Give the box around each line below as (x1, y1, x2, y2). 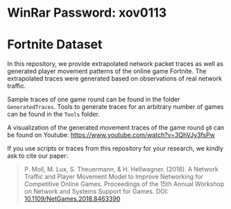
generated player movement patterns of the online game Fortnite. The (7, 67, 207, 76)
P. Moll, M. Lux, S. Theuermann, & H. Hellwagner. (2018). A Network (24, 165, 219, 174)
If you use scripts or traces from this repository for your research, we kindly (7, 144, 224, 153)
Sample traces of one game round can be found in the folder (7, 95, 180, 103)
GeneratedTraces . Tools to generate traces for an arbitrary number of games (7, 103, 224, 111)
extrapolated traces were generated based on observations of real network (7, 74, 222, 83)
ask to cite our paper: (7, 151, 69, 160)
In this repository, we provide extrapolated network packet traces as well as (7, 60, 224, 68)
